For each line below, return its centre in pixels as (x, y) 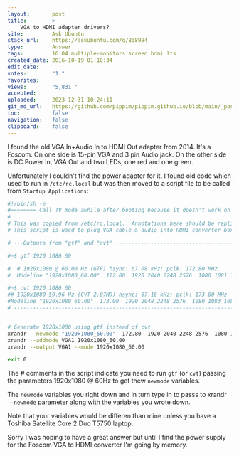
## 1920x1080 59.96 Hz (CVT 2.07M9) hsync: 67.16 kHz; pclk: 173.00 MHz (117, 295)
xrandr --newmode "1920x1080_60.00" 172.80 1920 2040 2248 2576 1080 (117, 334)
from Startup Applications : (48, 191)
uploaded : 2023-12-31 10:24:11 (60, 100)
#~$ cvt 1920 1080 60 (39, 288)
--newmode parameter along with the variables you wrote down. (99, 402)
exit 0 (17, 360)
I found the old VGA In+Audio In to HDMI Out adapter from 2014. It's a (109, 147)
